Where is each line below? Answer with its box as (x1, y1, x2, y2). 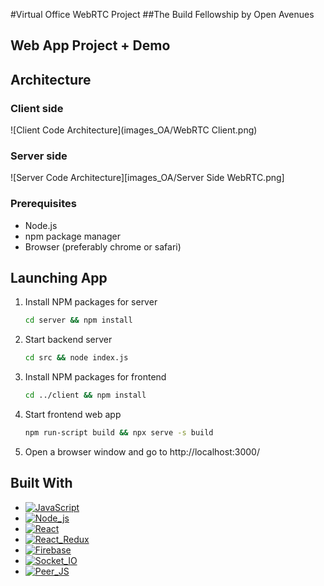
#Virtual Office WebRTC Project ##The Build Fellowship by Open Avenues (10, 9, 315, 20)
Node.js (24, 219, 58, 231)
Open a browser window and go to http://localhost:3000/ (24, 445, 260, 458)
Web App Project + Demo (10, 37, 171, 54)
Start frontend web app (24, 409, 122, 421)
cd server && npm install (24, 315, 133, 326)
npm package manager (24, 230, 121, 242)
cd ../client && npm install (24, 390, 147, 401)
